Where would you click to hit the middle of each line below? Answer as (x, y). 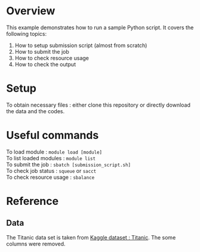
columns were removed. (36, 244)
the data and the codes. (35, 111)
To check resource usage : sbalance (50, 177)
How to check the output (45, 64)
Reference (32, 201)
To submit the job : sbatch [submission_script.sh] (69, 164)
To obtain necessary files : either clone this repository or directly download (99, 105)
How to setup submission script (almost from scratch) (81, 45)
